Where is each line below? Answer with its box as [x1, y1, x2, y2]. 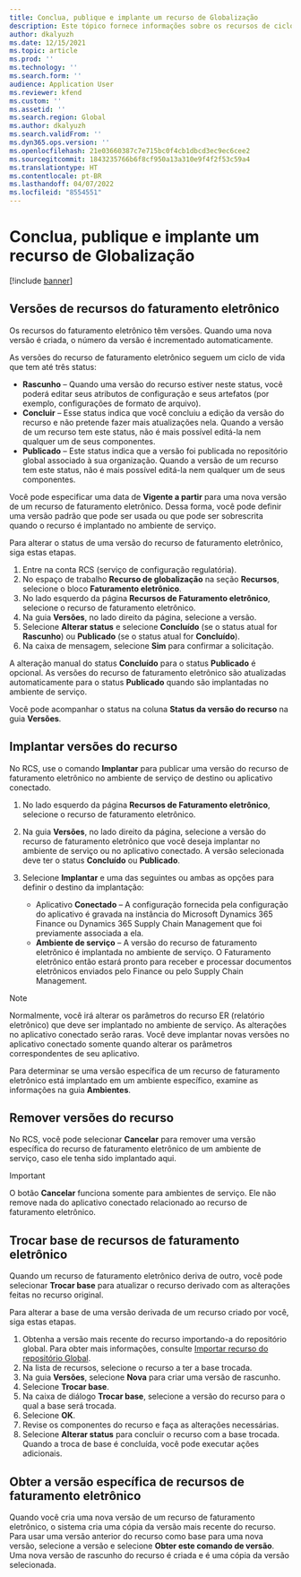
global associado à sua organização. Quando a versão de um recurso [21, 454, 279, 466]
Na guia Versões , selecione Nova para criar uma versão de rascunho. [21, 1372, 280, 1383]
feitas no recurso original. [9, 1289, 104, 1300]
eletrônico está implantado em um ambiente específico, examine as [9, 1074, 259, 1085]
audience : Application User [9, 80, 115, 89]
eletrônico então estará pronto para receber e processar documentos [35, 956, 292, 967]
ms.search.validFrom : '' [9, 130, 102, 139]
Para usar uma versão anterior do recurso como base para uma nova [9, 1531, 264, 1541]
